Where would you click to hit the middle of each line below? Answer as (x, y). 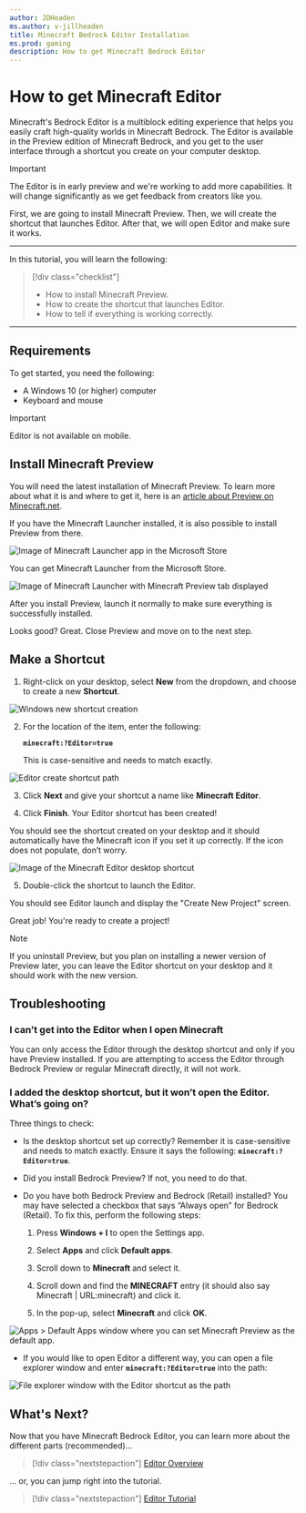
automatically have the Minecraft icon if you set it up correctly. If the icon (147, 840)
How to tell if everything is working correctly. (129, 314)
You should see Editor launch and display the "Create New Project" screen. (150, 903)
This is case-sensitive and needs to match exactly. (117, 760)
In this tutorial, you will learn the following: (89, 260)
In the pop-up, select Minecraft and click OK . (122, 1314)
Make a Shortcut (57, 660)
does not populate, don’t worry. (68, 850)
